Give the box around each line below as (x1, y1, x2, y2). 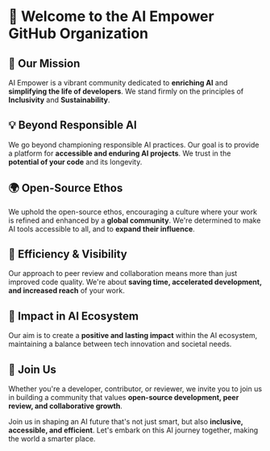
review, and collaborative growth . (8, 401, 123, 411)
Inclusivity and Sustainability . (8, 95, 110, 104)
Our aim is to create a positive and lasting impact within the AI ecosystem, (8, 331, 258, 340)
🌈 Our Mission (8, 56, 81, 70)
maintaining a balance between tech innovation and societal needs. (8, 339, 232, 349)
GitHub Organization (8, 24, 149, 43)
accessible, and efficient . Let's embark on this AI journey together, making (8, 425, 259, 435)
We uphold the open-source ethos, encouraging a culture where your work (8, 207, 258, 216)
